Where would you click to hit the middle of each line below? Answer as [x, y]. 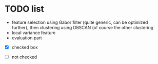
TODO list [24, 9]
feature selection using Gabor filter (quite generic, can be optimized [80, 22]
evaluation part [27, 38]
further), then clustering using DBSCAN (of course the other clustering [82, 27]
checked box [25, 47]
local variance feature [33, 32]
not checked [24, 57]
